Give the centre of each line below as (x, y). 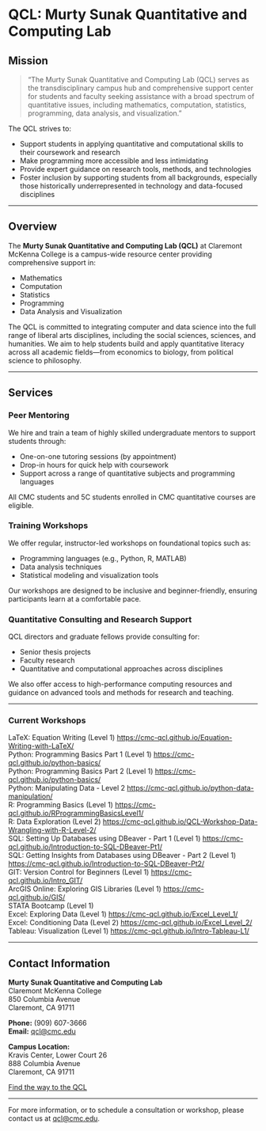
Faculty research (47, 660)
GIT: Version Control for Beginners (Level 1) (79, 872)
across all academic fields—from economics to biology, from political (121, 352)
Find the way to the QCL (47, 1087)
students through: (37, 441)
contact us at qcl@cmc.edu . (54, 1118)
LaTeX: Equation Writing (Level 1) (62, 738)
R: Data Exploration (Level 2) (55, 822)
